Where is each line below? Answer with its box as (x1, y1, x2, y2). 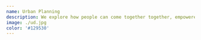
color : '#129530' (6, 25, 50, 31)
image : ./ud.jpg (6, 19, 47, 25)
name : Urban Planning (6, 8, 60, 15)
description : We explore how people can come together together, (6, 14, 172, 20)
